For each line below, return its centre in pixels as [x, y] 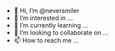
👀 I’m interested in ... [43, 18]
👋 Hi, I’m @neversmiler [46, 11]
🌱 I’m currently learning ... [51, 25]
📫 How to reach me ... [46, 40]
